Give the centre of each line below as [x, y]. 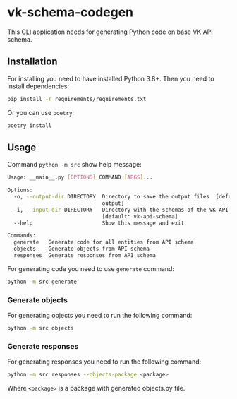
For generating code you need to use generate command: [91, 268]
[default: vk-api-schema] [140, 216]
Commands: [22, 236]
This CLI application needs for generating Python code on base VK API [110, 32]
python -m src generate [42, 282]
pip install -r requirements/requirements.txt [77, 99]
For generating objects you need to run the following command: [100, 316]
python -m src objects [41, 328]
